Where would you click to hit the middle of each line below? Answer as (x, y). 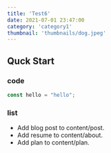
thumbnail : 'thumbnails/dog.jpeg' (57, 33)
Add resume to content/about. (60, 135)
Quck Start (31, 61)
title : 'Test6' (29, 13)
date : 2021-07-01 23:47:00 (46, 20)
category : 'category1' (40, 26)
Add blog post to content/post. (61, 128)
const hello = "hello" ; (41, 95)
